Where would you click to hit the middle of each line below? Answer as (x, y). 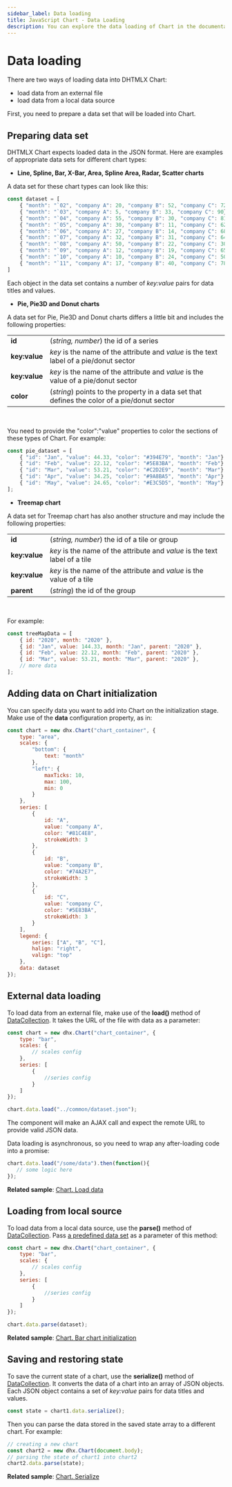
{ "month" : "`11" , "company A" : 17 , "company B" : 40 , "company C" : (119, 263)
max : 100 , (58, 782)
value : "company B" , (74, 866)
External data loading (54, 996)
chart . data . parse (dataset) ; (48, 1325)
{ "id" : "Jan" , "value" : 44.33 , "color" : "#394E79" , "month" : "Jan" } (122, 457)
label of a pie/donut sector (93, 360)
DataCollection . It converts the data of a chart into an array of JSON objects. (116, 1383)
